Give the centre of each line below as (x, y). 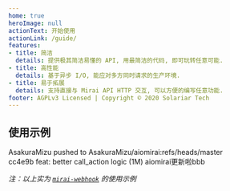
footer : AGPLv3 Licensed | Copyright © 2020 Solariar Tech (109, 98)
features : (25, 46)
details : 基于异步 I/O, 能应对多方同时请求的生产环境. (98, 75)
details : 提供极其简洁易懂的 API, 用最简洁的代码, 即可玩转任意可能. (119, 61)
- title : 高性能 (34, 68)
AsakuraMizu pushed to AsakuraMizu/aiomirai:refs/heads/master (115, 152)
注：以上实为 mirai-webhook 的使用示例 (72, 179)
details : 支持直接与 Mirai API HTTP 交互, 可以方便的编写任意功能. (119, 90)
